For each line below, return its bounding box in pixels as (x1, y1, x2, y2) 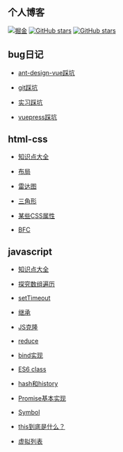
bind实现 (17, 351, 44, 360)
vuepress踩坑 (17, 113, 58, 121)
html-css (8, 134, 48, 145)
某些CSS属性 (17, 211, 55, 220)
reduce (17, 337, 39, 346)
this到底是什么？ (17, 423, 65, 431)
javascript (8, 245, 53, 257)
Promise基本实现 (17, 394, 67, 403)
